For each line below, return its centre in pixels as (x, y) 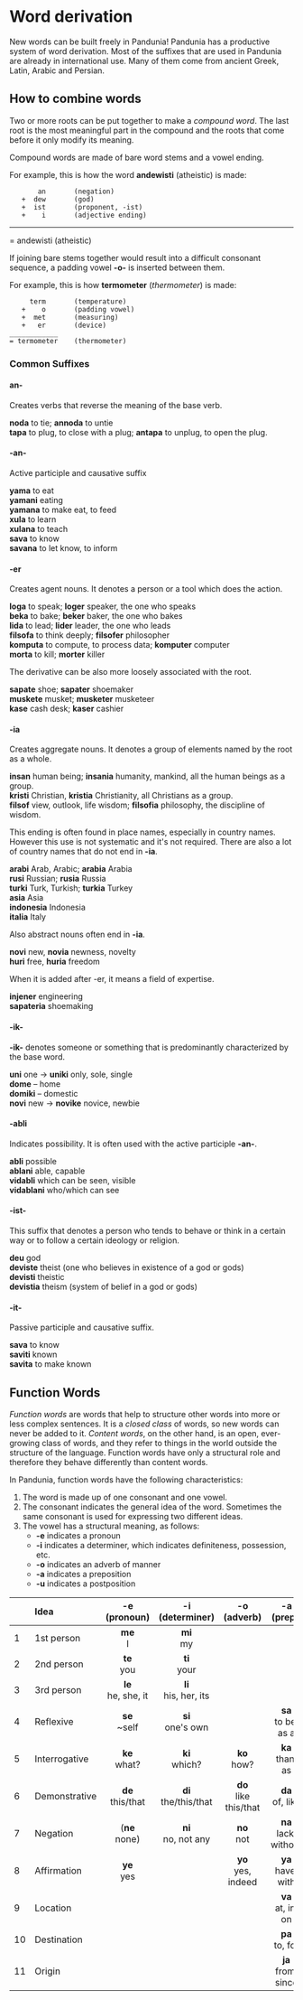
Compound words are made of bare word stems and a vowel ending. (137, 157)
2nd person (59, 1664)
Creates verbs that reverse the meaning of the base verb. (116, 405)
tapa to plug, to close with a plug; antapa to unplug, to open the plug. (138, 432)
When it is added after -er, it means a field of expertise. (112, 979)
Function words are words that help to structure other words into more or (145, 1415)
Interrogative (62, 1759)
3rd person (58, 1690)
